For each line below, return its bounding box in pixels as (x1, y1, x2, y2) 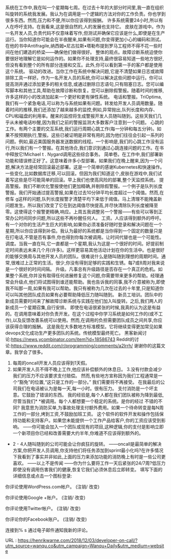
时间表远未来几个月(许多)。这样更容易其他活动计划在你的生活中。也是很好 (9, 247, 165, 253)
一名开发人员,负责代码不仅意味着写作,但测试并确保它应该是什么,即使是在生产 (5, 30, 165, 36)
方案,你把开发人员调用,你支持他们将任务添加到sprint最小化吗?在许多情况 (12, 447, 164, 453)
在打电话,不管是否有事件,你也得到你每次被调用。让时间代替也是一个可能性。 (5, 234, 164, 240)
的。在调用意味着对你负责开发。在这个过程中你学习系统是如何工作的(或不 (5, 311, 159, 317)
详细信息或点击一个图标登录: (12, 473, 72, 479)
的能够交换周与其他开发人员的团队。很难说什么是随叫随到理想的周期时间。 (5, 253, 161, 259)
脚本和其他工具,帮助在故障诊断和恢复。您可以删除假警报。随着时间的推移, (9, 87, 164, 93)
